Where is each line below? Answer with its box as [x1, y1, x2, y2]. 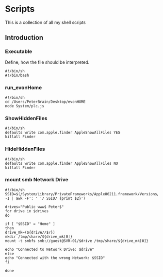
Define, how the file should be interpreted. [5, 59, 90, 65]
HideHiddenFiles [5, 146, 45, 153]
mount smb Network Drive [5, 176, 69, 183]
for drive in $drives [5, 208, 49, 213]
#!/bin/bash [5, 73, 29, 78]
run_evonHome [5, 84, 42, 91]
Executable [5, 48, 33, 55]
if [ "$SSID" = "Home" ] [5, 221, 55, 226]
